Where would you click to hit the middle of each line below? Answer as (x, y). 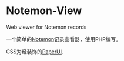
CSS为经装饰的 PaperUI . (35, 52)
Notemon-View (44, 11)
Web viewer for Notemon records (46, 27)
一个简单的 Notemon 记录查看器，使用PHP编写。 (64, 39)
